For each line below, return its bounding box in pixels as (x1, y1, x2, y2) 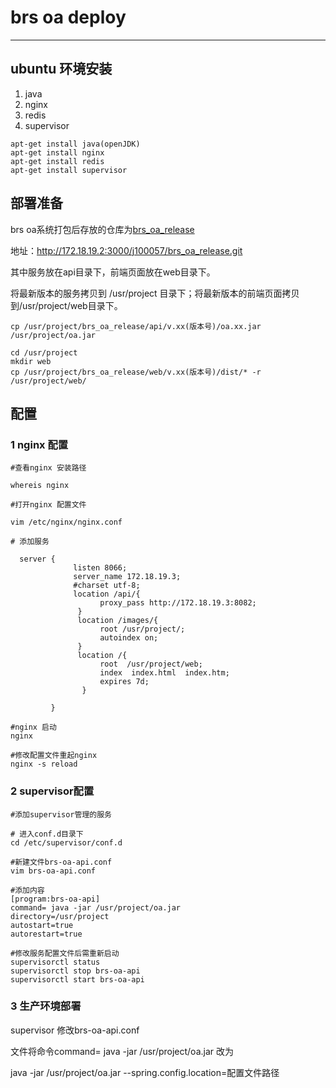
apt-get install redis (10, 156, 105, 166)
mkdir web (10, 356, 52, 366)
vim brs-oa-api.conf (10, 866, 97, 876)
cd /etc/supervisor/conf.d (10, 837, 123, 848)
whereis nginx (10, 481, 70, 491)
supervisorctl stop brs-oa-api (10, 966, 141, 976)
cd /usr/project (10, 347, 78, 358)
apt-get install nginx (10, 147, 105, 158)
